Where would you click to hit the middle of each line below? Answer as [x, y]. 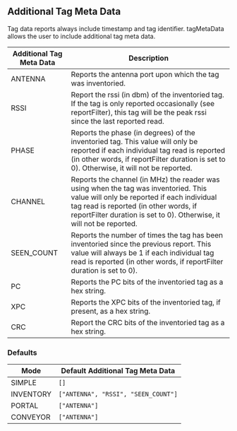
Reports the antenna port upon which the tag [145, 74]
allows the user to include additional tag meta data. [81, 36]
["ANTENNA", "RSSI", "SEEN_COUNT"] [118, 394]
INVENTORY [31, 394]
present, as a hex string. [111, 311]
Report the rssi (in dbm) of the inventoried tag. [147, 95]
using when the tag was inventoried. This [139, 188]
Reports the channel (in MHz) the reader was [145, 179]
